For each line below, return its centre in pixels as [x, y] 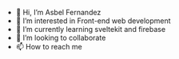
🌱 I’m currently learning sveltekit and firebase [91, 29]
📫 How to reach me [49, 47]
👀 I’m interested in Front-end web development [93, 21]
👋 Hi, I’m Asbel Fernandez [58, 12]
